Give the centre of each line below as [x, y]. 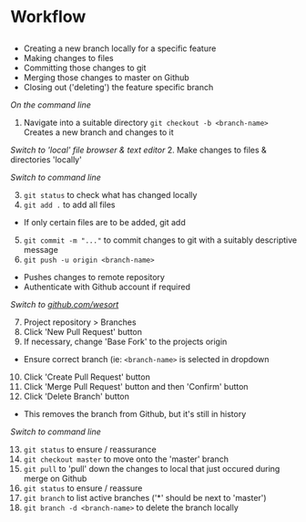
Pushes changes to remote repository [94, 277]
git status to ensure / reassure [83, 488]
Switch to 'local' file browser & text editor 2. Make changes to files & [138, 150]
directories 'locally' [46, 159]
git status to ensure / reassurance [90, 449]
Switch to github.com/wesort [65, 304]
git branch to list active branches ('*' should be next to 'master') [145, 497]
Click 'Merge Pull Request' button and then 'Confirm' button [136, 386]
